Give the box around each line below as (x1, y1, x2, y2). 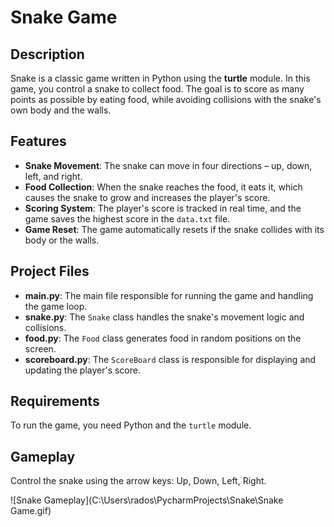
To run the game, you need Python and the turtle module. (10, 419, 252, 431)
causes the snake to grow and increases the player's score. (24, 191, 271, 203)
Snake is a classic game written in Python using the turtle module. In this (10, 72, 311, 84)
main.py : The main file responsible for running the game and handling (24, 289, 314, 301)
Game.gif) (10, 505, 52, 517)
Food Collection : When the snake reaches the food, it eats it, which (24, 181, 303, 193)
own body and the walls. (10, 104, 112, 116)
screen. (24, 342, 57, 355)
